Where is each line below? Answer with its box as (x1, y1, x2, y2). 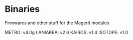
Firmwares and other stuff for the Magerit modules (5, 20, 109, 26)
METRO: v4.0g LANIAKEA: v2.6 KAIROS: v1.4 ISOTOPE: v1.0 (5, 29, 128, 35)
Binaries (5, 3, 40, 15)
